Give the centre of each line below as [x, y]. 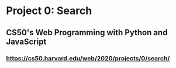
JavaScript [26, 41]
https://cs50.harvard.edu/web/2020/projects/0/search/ [88, 58]
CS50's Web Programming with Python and [87, 33]
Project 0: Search [49, 11]
